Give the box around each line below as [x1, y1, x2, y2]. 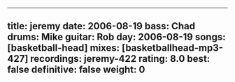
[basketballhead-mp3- [121, 42, 224, 54]
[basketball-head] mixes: [7, 42, 120, 54]
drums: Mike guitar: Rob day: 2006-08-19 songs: [7, 31, 226, 43]
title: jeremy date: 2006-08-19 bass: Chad [7, 20, 196, 32]
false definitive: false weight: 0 [7, 64, 145, 76]
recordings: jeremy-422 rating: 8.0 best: [30, 53, 211, 65]
